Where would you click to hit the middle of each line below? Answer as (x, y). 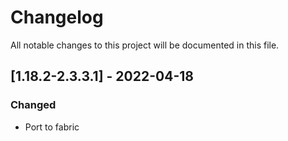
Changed (33, 105)
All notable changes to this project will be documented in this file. (145, 45)
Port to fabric (52, 127)
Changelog (57, 17)
